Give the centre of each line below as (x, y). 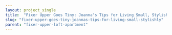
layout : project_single (31, 10)
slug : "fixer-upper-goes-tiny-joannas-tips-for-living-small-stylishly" (84, 20)
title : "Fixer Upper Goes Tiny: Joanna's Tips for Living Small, (78, 15)
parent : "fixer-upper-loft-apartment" (47, 24)
